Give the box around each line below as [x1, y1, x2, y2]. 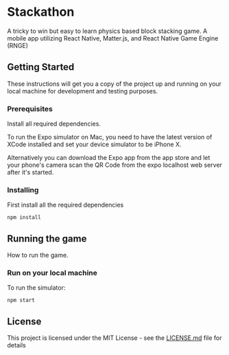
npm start [7, 297, 36, 304]
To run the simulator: [7, 284, 66, 292]
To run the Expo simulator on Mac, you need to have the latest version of [7, 133, 213, 141]
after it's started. [7, 168, 54, 176]
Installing [7, 185, 39, 194]
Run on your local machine [7, 268, 98, 278]
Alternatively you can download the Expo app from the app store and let [7, 154, 210, 162]
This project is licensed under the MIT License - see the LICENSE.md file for [7, 334, 222, 342]
